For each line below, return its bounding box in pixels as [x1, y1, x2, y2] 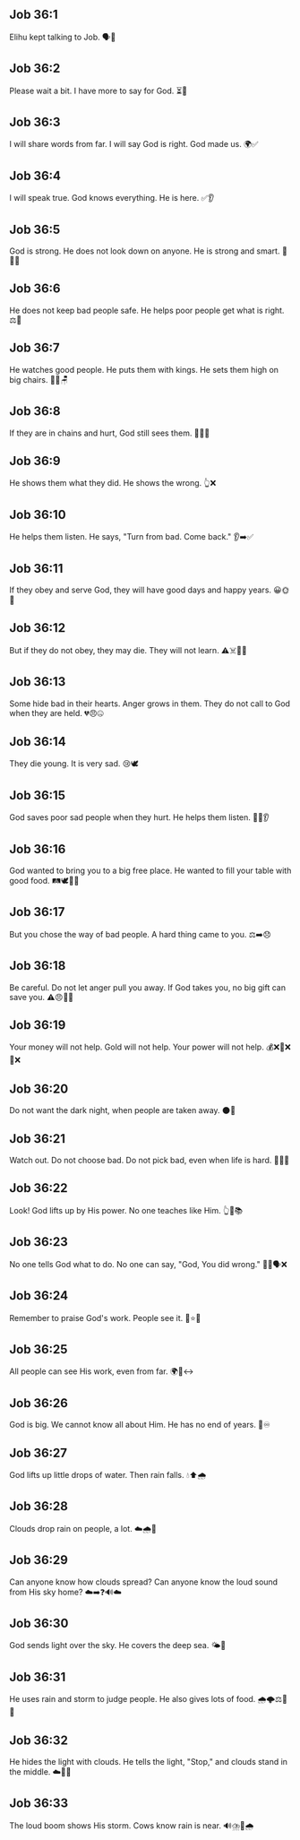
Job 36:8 [9, 403, 61, 419]
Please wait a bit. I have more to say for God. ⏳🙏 [9, 85, 188, 96]
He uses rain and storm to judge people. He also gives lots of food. [9, 1694, 256, 1705]
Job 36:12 [9, 620, 65, 635]
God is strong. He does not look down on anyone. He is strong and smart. [9, 246, 280, 256]
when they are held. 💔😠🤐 [9, 707, 105, 718]
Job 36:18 [9, 958, 66, 973]
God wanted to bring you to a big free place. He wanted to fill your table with [9, 865, 292, 876]
